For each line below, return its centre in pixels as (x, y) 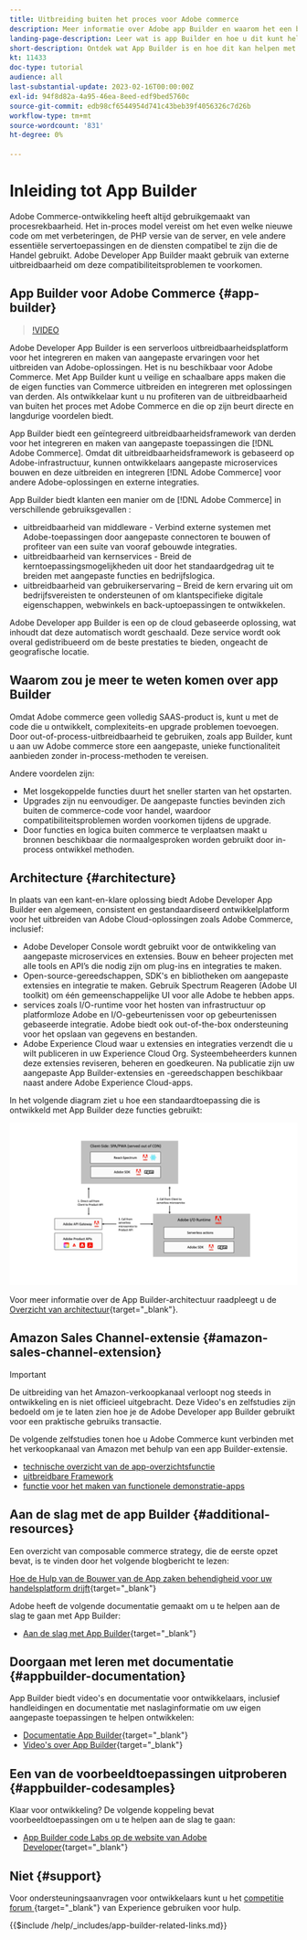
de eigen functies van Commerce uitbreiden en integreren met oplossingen (151, 386)
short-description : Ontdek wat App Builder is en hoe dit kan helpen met (153, 48)
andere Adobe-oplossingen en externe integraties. (105, 482)
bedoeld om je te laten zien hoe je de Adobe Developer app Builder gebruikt (152, 1412)
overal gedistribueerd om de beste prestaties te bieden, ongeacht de (139, 642)
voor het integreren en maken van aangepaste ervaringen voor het (135, 357)
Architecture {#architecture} (93, 878)
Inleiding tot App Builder (103, 191)
